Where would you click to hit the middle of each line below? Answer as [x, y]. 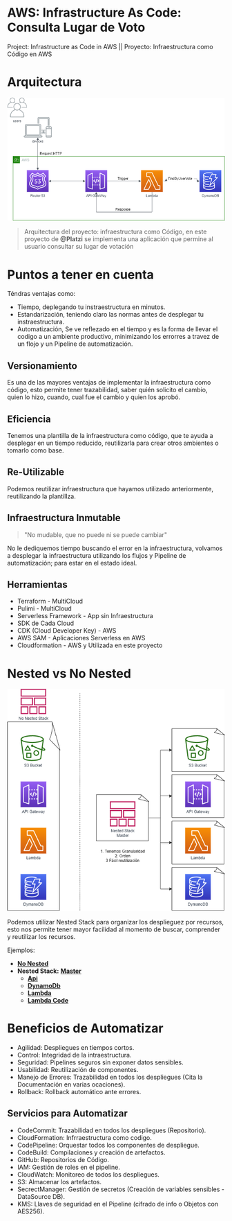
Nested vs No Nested [69, 673]
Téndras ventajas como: [41, 294]
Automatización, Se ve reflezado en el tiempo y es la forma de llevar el [117, 329]
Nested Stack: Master [49, 971]
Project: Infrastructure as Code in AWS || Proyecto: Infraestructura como [110, 46]
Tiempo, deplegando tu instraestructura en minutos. [91, 307]
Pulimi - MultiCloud [45, 608]
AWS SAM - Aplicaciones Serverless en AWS [81, 638]
